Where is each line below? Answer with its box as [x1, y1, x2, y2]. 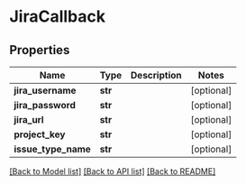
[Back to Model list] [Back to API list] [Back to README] [9, 166, 216, 177]
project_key [14, 128, 66, 141]
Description [130, 69, 182, 81]
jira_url [14, 114, 44, 125]
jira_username [14, 84, 77, 97]
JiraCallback [9, 6, 106, 27]
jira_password [14, 99, 77, 111]
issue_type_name [14, 143, 92, 155]
